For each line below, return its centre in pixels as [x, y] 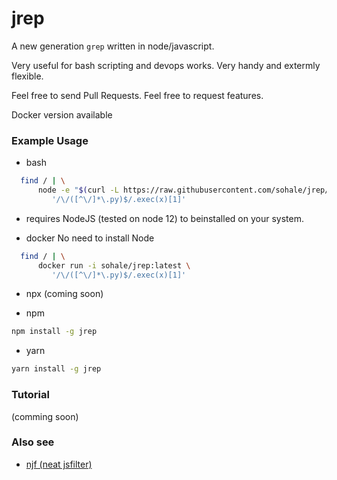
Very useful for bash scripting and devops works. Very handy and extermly [166, 65]
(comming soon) [45, 416]
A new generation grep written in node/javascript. [113, 46]
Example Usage [50, 140]
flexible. [27, 76]
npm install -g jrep [54, 332]
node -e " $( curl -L [78, 190]
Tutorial [30, 395]
